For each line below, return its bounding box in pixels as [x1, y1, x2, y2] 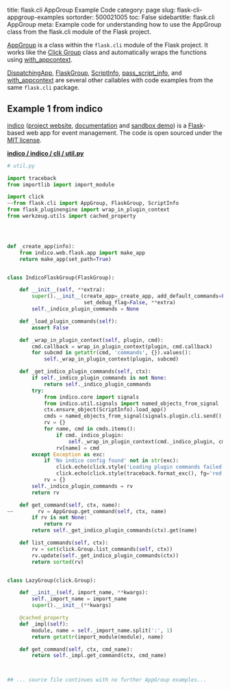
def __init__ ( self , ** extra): [19, 286, 106, 293]
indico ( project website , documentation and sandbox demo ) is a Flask [7, 121, 203, 130]
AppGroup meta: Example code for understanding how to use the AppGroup [7, 21, 222, 28]
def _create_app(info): [7, 243, 75, 249]
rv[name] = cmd [55, 445, 99, 452]
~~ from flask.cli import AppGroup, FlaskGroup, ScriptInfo [7, 200, 179, 207]
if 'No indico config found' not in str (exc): [43, 457, 179, 465]
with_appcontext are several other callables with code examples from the [7, 76, 214, 84]
